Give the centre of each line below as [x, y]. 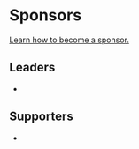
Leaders [32, 67]
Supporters [41, 117]
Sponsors [46, 15]
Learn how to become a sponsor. [69, 40]
